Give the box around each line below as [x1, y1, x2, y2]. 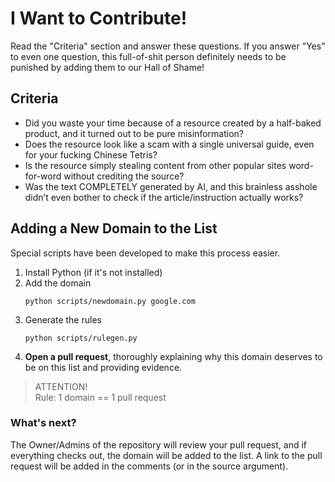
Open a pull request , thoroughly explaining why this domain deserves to [24, 350, 323, 362]
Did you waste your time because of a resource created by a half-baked [24, 117, 322, 129]
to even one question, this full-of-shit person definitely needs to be [10, 50, 287, 62]
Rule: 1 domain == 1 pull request [34, 391, 167, 403]
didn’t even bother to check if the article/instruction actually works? [24, 191, 304, 203]
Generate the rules [24, 313, 102, 326]
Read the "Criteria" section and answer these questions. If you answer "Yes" [10, 40, 326, 52]
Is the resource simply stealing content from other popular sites [24, 159, 287, 171]
